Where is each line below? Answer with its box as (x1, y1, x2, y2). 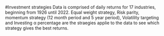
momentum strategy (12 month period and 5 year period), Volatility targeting (5, 15, 159, 20)
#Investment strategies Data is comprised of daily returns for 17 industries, (5, 4, 156, 10)
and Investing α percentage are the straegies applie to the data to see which (5, 20, 160, 26)
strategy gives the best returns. (5, 25, 69, 31)
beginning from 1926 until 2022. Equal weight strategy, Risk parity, (5, 9, 140, 15)
